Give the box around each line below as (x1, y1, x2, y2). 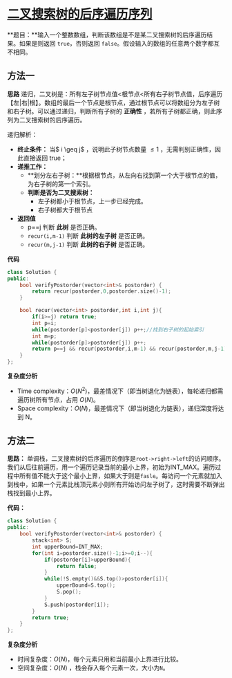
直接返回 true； (23, 154, 68, 162)
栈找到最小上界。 (7, 489, 56, 497)
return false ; (56, 562, 97, 569)
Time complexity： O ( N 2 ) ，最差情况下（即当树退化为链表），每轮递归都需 (17, 385, 224, 395)
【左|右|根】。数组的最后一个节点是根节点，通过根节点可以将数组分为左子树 (7, 98, 220, 107)
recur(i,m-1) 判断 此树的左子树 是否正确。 (27, 231, 149, 239)
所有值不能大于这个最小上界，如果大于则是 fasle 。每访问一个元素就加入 (19, 472, 222, 480)
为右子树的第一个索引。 (27, 179, 95, 187)
